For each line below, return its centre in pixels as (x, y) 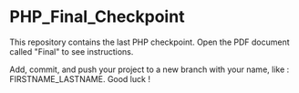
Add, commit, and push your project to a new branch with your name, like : (149, 69)
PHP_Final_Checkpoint (97, 17)
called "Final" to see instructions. (72, 51)
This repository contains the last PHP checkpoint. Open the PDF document (149, 42)
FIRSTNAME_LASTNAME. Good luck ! (80, 78)
